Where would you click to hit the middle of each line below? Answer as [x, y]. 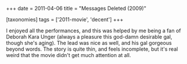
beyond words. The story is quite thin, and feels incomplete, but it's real [92, 49]
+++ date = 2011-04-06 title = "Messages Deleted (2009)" [76, 8]
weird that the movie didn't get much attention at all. [68, 55]
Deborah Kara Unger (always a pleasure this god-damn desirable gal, [89, 37]
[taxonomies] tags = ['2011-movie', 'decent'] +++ [65, 19]
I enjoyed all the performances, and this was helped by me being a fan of [93, 31]
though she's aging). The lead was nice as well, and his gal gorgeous [89, 43]
